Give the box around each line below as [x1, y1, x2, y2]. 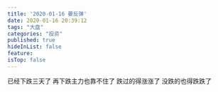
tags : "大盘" [7, 23, 44, 30]
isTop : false [7, 57, 46, 64]
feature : [7, 50, 33, 57]
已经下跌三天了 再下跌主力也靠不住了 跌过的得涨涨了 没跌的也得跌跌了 [7, 76, 212, 85]
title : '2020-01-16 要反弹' [7, 10, 87, 18]
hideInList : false [7, 43, 62, 50]
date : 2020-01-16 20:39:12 [7, 17, 87, 24]
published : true [7, 37, 55, 44]
